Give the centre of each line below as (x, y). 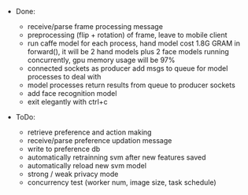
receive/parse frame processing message (95, 26)
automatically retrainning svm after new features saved (117, 157)
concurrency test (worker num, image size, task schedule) (122, 182)
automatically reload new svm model (87, 166)
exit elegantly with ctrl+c (67, 102)
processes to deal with (64, 77)
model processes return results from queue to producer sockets (131, 85)
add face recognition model (72, 93)
